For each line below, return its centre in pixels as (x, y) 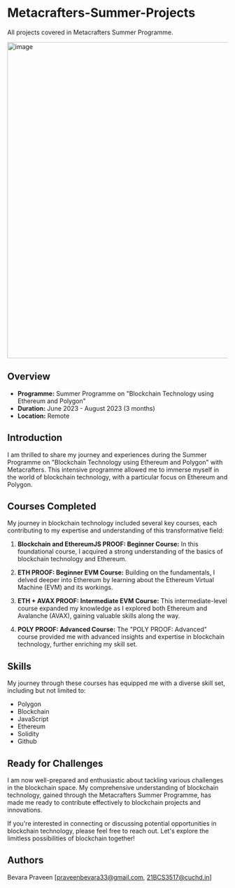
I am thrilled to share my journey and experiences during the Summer (107, 454)
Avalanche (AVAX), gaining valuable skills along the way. (99, 616)
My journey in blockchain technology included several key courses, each (112, 523)
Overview (29, 377)
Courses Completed (52, 506)
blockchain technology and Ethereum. (72, 559)
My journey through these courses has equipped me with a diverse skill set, (116, 683)
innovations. (25, 810)
